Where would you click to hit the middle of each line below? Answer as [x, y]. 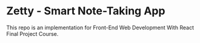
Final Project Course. [32, 33]
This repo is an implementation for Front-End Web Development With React [100, 27]
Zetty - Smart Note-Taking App [86, 11]
